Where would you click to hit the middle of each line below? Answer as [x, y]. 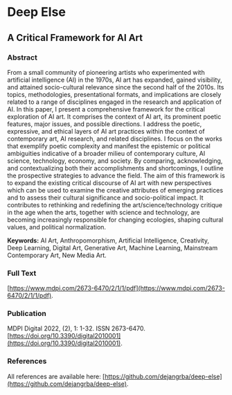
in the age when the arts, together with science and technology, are [104, 212]
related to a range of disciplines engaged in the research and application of [114, 102]
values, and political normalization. [56, 227]
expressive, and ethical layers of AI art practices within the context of [106, 131]
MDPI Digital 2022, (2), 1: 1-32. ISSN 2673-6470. [76, 328]
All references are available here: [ [56, 376]
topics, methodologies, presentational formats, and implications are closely [114, 94]
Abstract [23, 58]
